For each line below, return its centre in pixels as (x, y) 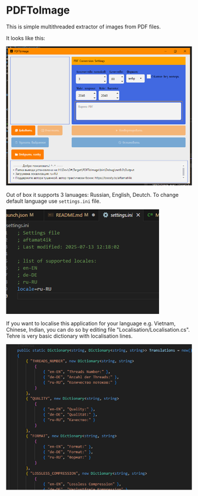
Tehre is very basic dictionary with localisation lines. (69, 336)
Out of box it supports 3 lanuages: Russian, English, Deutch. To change (92, 194)
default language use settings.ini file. (54, 201)
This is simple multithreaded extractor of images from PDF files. (83, 27)
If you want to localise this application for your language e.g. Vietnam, (91, 323)
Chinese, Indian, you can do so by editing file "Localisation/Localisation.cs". (98, 329)
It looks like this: (26, 38)
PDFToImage (38, 10)
